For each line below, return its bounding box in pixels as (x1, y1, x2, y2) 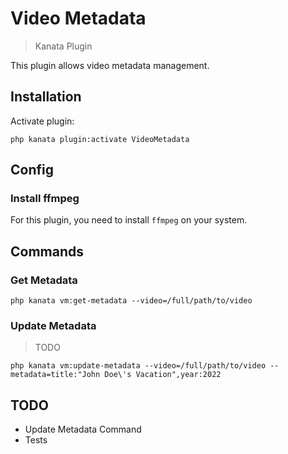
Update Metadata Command (24, 423, 142, 436)
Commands (10, 243, 85, 260)
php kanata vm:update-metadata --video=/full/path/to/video (10, 361, 267, 371)
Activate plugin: (10, 115, 75, 127)
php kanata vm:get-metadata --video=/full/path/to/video (10, 296, 253, 306)
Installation (10, 88, 82, 106)
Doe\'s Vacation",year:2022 (104, 370, 222, 380)
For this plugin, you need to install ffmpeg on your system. (10, 214, 248, 226)
